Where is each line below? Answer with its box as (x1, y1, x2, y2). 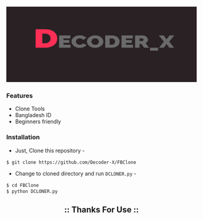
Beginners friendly (14, 118, 62, 125)
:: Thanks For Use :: (64, 205, 139, 215)
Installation (6, 133, 40, 142)
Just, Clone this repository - (14, 147, 85, 154)
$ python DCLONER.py (6, 188, 59, 194)
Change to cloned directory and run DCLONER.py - (14, 170, 137, 177)
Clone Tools (14, 105, 45, 112)
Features (6, 91, 33, 100)
